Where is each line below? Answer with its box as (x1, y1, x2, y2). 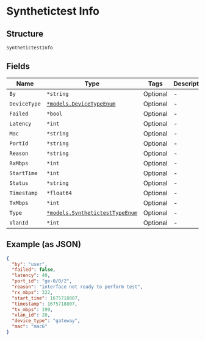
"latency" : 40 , (12, 273, 51, 279)
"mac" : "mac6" (12, 323, 48, 330)
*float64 (46, 189, 72, 196)
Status (9, 179, 29, 187)
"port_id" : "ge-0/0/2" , (12, 278, 72, 284)
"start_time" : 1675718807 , (12, 295, 81, 301)
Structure (6, 29, 44, 39)
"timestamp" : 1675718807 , (12, 301, 78, 307)
